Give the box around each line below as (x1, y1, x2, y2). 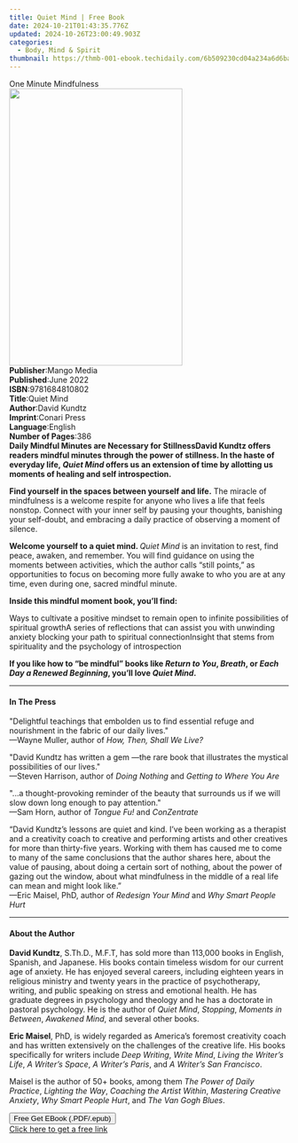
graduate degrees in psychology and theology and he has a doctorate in (9, 995, 273, 1006)
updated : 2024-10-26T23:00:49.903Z (9, 29, 141, 38)
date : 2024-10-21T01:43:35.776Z (9, 21, 129, 30)
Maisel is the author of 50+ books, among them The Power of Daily (9, 1076, 255, 1087)
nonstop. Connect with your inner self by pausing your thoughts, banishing (9, 505, 283, 515)
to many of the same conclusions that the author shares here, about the (9, 852, 271, 863)
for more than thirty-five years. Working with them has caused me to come (9, 843, 282, 854)
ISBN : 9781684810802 (9, 384, 90, 395)
